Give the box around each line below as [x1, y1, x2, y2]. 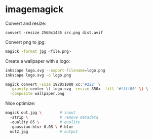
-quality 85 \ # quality [10, 119, 81, 125]
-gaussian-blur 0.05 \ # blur [10, 124, 73, 129]
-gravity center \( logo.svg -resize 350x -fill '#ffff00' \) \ [10, 86, 148, 92]
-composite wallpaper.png [10, 91, 65, 96]
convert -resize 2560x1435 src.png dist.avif [5, 30, 103, 35]
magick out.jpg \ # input [5, 110, 76, 115]
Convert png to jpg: [5, 39, 46, 45]
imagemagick [5, 4, 64, 15]
